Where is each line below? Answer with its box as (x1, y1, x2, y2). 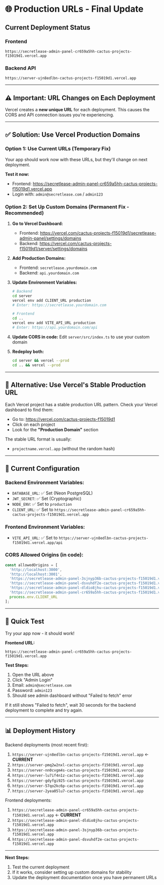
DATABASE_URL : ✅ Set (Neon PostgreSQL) (12, 490, 93, 496)
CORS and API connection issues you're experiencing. (5, 112, 114, 118)
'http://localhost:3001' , (9, 572, 62, 577)
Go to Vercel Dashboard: (12, 221, 63, 226)
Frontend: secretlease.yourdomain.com (19, 265, 97, 270)
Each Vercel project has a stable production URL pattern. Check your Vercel (5, 401, 158, 407)
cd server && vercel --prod (12, 358, 69, 363)
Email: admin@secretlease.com (12, 682, 72, 688)
